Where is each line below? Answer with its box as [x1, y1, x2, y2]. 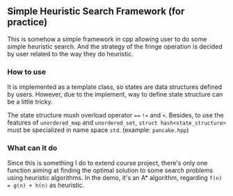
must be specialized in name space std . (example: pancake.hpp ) [7, 126, 189, 134]
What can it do [7, 143, 58, 153]
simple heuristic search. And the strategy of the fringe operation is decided [7, 42, 223, 51]
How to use [7, 67, 47, 76]
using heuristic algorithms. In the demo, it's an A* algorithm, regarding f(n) [7, 174, 223, 182]
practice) [7, 17, 47, 28]
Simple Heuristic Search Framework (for [7, 6, 185, 17]
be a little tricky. [7, 97, 54, 106]
